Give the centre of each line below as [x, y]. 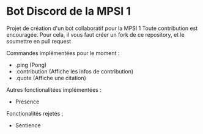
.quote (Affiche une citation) [51, 78]
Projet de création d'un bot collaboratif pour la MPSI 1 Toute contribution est [102, 28]
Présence [27, 102]
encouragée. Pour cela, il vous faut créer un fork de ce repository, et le [96, 34]
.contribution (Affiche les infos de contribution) [74, 71]
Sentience [28, 125]
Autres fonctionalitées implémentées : [54, 89]
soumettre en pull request [39, 41]
